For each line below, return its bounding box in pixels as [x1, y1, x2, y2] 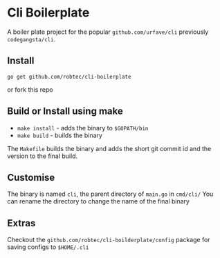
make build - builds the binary [17, 131, 102, 139]
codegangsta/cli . [7, 34, 56, 43]
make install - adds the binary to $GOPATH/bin [17, 123, 149, 132]
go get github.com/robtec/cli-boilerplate [7, 73, 131, 80]
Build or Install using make [7, 106, 123, 117]
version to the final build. [7, 152, 78, 160]
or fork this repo [7, 85, 53, 94]
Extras [7, 217, 36, 229]
